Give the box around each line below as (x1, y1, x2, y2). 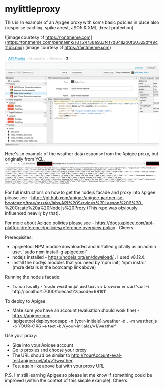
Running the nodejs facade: (5, 274, 61, 280)
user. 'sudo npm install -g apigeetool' (12, 249, 87, 255)
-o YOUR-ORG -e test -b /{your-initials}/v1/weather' (12, 323, 116, 329)
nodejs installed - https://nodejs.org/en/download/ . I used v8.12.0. (12, 254, 146, 260)
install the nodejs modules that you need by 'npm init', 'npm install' (12, 259, 146, 265)
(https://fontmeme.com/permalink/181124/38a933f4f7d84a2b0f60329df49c (5, 39, 158, 45)
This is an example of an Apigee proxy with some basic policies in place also (5, 20, 159, 25)
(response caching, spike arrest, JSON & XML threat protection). (5, 24, 135, 30)
